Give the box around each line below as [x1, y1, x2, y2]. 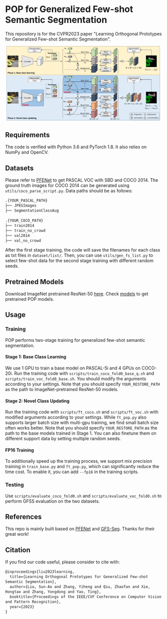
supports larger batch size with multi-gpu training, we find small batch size [5, 420, 159, 426]
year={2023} [9, 604, 35, 609]
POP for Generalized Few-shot [5, 4, 134, 15]
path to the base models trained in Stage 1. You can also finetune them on [5, 430, 157, 437]
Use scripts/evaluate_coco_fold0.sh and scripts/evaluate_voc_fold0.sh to [5, 493, 162, 499]
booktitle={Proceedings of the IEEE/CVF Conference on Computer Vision [9, 594, 162, 599]
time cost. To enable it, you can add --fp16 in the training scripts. [5, 469, 139, 475]
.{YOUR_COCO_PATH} [5, 218, 43, 224]
